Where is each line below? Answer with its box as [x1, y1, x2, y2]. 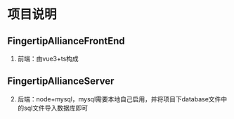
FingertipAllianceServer [7, 75, 115, 87]
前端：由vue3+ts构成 [17, 54, 79, 63]
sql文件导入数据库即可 [23, 104, 89, 112]
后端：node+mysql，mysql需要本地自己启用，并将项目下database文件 [17, 94, 221, 103]
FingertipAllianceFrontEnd [7, 35, 125, 46]
